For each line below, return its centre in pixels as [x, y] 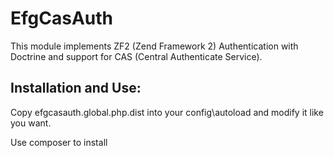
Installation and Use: [76, 88]
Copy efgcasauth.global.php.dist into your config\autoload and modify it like [167, 112]
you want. [31, 123]
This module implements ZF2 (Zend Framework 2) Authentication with [154, 46]
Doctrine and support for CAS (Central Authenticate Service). [136, 56]
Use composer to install [59, 142]
